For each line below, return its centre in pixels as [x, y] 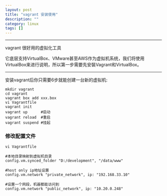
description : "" [22, 19]
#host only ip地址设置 [27, 171]
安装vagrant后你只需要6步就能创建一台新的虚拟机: [56, 80]
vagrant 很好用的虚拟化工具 [33, 48]
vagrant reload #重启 [28, 118]
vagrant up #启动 [28, 112]
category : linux [22, 24]
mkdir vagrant [20, 90]
